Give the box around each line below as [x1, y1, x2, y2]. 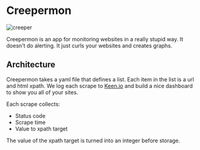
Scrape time [15, 118, 46, 126]
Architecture [6, 60, 56, 70]
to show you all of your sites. [6, 89, 78, 96]
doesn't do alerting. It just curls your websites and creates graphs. [6, 42, 173, 49]
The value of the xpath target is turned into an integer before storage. [6, 137, 181, 144]
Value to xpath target [15, 125, 68, 132]
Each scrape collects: [6, 100, 60, 107]
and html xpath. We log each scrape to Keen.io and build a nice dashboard [6, 82, 193, 89]
